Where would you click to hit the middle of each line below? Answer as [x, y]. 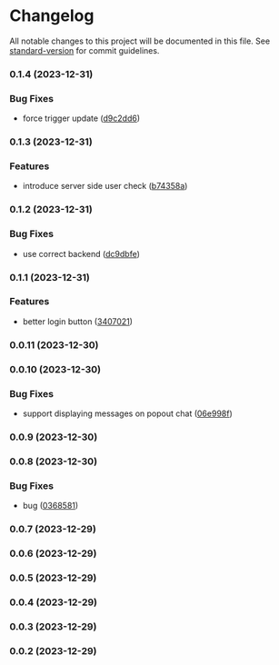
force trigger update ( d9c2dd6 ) [81, 118]
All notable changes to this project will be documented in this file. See [140, 41]
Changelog [52, 16]
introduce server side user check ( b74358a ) [105, 186]
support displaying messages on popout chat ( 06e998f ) [128, 413]
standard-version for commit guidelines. [85, 50]
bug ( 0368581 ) [50, 506]
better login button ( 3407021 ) [78, 321]
